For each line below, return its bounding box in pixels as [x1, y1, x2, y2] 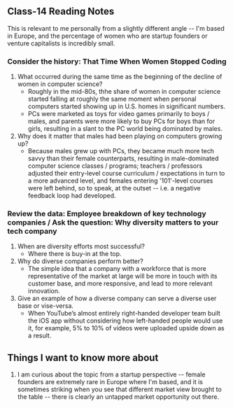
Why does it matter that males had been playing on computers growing [17, 132, 223, 141]
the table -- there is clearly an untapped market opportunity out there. [17, 393, 219, 401]
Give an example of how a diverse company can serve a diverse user [17, 294, 217, 303]
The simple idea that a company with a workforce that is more [27, 265, 206, 273]
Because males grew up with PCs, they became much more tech [27, 147, 215, 155]
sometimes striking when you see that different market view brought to [17, 385, 222, 394]
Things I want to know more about [7, 351, 159, 363]
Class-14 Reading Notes [7, 6, 115, 17]
